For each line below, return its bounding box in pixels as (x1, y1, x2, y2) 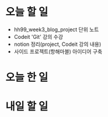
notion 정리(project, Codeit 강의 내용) (13, 41, 102, 48)
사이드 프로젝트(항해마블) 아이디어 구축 (13, 48, 103, 55)
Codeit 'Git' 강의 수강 (13, 33, 64, 40)
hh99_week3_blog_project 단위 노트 (13, 26, 99, 33)
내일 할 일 (5, 100, 48, 113)
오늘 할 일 (5, 5, 48, 19)
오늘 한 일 (5, 71, 48, 84)
